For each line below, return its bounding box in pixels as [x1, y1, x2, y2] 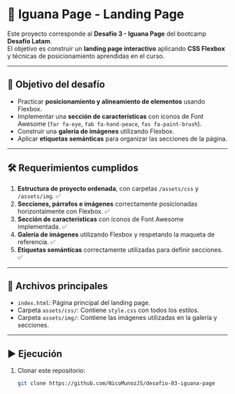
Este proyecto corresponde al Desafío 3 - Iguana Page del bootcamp [7, 29, 206, 38]
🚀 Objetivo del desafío [7, 78, 106, 90]
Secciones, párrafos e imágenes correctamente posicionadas [17, 199, 198, 208]
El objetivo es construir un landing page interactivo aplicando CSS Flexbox [7, 44, 225, 52]
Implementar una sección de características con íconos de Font [17, 112, 204, 120]
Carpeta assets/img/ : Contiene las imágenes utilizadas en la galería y [17, 314, 218, 322]
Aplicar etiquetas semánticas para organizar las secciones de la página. [17, 134, 227, 143]
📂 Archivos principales [7, 280, 108, 292]
